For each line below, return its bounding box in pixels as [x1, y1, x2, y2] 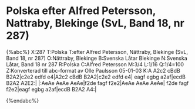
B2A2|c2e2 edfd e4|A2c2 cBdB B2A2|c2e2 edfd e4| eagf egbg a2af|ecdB [6, 73, 186, 80]
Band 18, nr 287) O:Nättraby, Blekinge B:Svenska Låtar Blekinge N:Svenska [6, 54, 188, 62]
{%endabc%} [6, 97, 39, 104]
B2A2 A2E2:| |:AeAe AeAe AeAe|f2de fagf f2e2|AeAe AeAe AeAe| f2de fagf [6, 79, 189, 86]
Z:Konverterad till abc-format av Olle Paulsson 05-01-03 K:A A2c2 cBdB [6, 67, 180, 74]
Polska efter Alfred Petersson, [6, 4, 156, 18]
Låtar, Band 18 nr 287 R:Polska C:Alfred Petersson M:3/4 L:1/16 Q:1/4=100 [6, 60, 184, 68]
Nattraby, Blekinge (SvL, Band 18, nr [6, 16, 185, 30]
